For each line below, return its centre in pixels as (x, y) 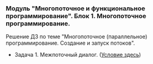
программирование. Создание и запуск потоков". (70, 43)
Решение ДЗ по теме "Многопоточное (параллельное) (76, 37)
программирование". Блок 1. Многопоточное (76, 16)
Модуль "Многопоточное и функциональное (76, 8)
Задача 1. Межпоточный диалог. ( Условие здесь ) (78, 55)
